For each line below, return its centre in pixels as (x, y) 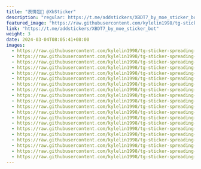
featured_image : (26, 23)
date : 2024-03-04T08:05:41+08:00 (48, 40)
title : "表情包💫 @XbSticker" (41, 12)
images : (16, 46)
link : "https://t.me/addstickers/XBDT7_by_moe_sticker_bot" (83, 28)
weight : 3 (19, 34)
